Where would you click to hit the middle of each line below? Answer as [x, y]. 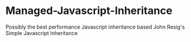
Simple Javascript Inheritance [42, 33]
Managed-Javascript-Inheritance [89, 11]
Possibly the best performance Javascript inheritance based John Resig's [95, 27]
